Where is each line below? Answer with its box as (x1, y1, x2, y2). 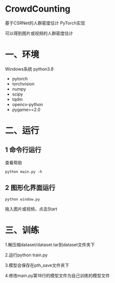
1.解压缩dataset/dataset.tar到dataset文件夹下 (5, 241, 95, 248)
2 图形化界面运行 (5, 184, 56, 192)
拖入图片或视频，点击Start (5, 206, 57, 212)
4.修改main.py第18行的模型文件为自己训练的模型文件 (5, 272, 110, 278)
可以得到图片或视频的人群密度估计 (5, 30, 73, 36)
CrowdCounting (5, 3, 71, 15)
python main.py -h (5, 169, 42, 174)
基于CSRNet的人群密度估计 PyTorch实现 (5, 20, 85, 26)
